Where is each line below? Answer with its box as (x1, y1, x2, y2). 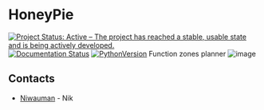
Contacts (8, 72, 56, 85)
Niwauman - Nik (19, 93, 73, 103)
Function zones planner (148, 49, 227, 58)
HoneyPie (8, 6, 74, 24)
